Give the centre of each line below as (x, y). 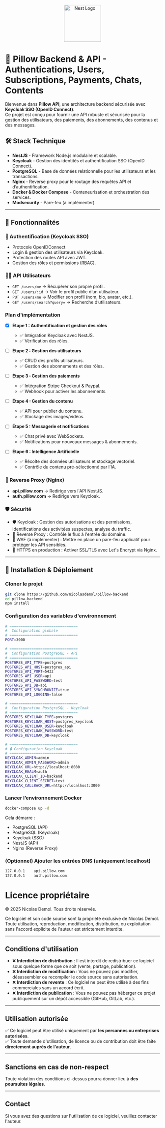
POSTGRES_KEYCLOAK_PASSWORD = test (39, 731)
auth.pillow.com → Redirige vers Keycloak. (56, 496)
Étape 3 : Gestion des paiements (46, 376)
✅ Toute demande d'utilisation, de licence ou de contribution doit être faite (81, 1041)
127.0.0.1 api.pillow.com (35, 871)
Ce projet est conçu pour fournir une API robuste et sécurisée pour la (75, 114)
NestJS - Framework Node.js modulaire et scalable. (65, 155)
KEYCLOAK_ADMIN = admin (27, 758)
